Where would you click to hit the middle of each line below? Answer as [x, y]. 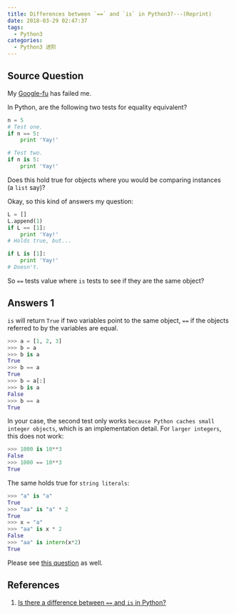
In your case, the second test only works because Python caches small [111, 421]
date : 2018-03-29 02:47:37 [47, 21]
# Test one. [25, 127]
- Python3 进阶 [35, 47]
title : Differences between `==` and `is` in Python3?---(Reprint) [110, 14]
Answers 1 [31, 303]
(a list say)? [26, 187]
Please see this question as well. [55, 563]
